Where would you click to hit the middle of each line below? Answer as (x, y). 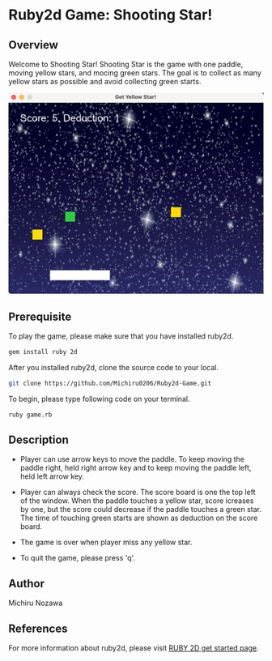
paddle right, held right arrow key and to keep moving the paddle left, (136, 468)
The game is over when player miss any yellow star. (106, 542)
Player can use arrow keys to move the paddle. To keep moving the (132, 459)
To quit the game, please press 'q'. (78, 558)
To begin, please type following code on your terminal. (99, 399)
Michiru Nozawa (36, 603)
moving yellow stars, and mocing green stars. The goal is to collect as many (135, 73)
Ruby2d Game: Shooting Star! (110, 15)
